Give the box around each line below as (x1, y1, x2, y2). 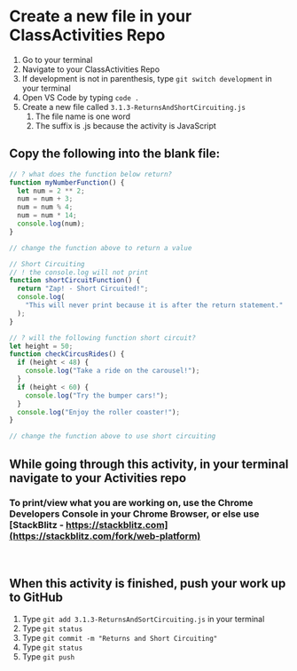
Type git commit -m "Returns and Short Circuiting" (21, 632, 218, 643)
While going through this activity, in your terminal (9, 456, 289, 471)
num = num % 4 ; (17, 202, 74, 212)
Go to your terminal (21, 54, 93, 65)
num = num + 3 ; (17, 194, 74, 203)
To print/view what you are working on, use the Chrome (9, 497, 254, 509)
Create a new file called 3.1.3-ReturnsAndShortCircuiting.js (21, 101, 246, 112)
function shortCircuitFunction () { (9, 276, 141, 285)
